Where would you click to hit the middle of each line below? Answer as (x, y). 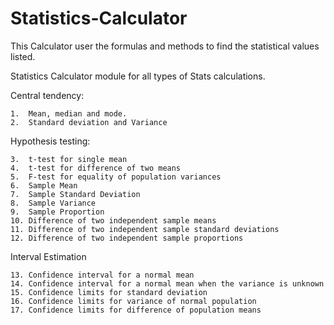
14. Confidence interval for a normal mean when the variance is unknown (167, 283)
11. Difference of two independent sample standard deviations (145, 229)
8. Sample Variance (53, 203)
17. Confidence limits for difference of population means (136, 310)
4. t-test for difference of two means (96, 168)
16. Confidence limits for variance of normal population (133, 301)
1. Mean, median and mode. (69, 113)
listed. (23, 56)
